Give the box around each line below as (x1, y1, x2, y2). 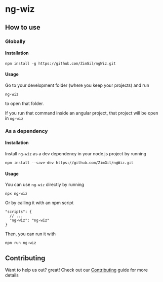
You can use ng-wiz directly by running (5, 181, 84, 188)
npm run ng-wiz (5, 241, 37, 246)
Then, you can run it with (5, 231, 56, 237)
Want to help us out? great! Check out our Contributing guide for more (5, 267, 148, 273)
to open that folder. (5, 100, 44, 106)
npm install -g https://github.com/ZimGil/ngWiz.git (5, 61, 116, 66)
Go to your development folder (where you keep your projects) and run (5, 82, 150, 88)
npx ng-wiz (5, 191, 28, 196)
